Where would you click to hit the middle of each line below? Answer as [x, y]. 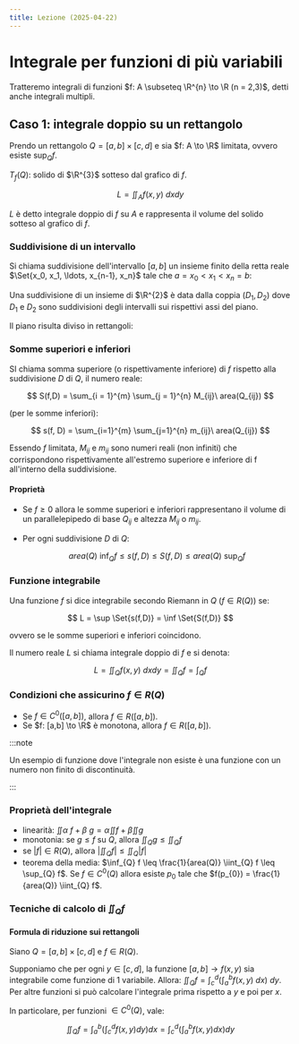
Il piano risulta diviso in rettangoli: [71, 326]
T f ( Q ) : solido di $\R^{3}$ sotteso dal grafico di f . [98, 175]
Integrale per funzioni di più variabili [146, 61]
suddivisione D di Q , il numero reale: [76, 378]
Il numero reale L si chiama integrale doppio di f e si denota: [120, 652]
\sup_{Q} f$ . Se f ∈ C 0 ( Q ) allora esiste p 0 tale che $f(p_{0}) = [137, 874]
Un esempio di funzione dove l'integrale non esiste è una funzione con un [145, 760]
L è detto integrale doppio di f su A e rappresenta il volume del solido [137, 214]
